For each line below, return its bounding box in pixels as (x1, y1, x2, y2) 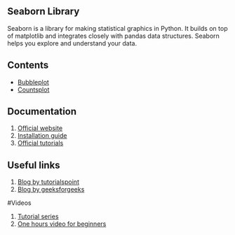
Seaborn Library (7, 6, 80, 17)
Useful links (7, 159, 61, 171)
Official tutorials (17, 139, 64, 148)
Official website (17, 124, 63, 132)
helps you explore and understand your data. (7, 38, 137, 48)
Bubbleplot (17, 78, 49, 86)
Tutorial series (17, 213, 59, 221)
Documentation (7, 106, 77, 117)
